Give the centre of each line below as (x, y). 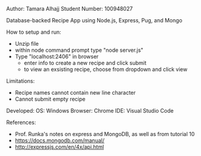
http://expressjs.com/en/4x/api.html (59, 147)
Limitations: (20, 81)
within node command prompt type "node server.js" (79, 50)
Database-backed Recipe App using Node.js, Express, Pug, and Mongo (94, 20)
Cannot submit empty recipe (50, 99)
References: (21, 122)
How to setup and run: (34, 32)
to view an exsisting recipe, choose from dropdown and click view (106, 69)
